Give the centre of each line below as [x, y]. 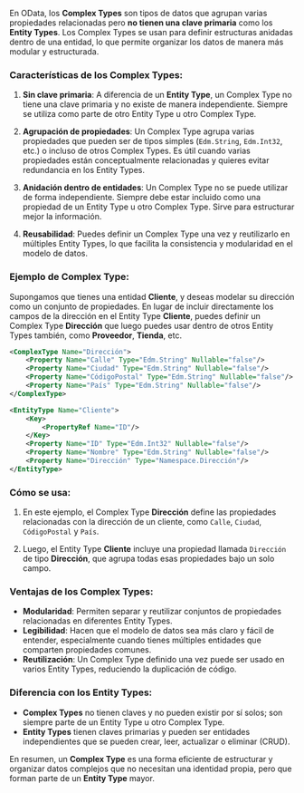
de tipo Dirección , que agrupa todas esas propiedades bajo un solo [148, 559]
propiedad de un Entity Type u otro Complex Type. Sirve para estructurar [158, 207]
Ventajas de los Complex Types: [81, 592]
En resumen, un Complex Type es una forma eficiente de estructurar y [141, 759]
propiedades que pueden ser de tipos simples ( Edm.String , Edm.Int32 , [152, 141]
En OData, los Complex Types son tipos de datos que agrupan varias [138, 13]
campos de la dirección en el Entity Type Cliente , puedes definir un [135, 315]
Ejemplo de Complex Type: [69, 277]
